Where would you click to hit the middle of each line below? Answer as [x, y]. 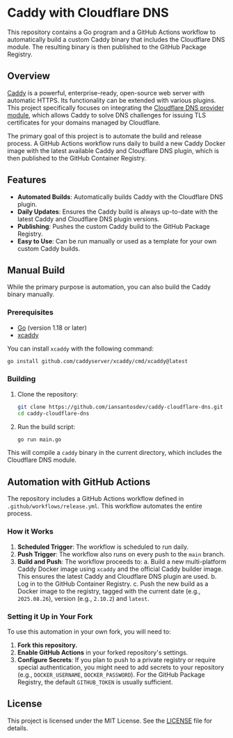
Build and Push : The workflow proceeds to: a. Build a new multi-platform [122, 561]
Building [22, 379]
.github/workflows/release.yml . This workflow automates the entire [105, 506]
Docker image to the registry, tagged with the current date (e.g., [109, 591]
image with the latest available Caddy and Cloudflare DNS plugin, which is [113, 150]
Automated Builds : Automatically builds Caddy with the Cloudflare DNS [120, 197]
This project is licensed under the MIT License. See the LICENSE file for [110, 721]
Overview [29, 76]
